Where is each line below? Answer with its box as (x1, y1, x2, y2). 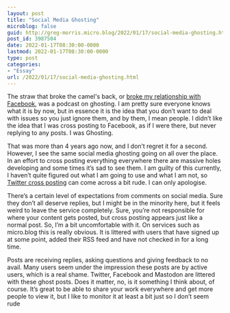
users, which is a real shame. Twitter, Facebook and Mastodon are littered (7, 271, 216, 279)
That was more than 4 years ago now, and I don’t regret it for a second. (7, 142, 208, 151)
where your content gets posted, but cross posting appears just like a (7, 214, 203, 222)
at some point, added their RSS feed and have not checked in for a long (7, 236, 209, 244)
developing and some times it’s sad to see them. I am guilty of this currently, (7, 164, 222, 172)
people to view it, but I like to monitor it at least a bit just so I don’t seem (7, 292, 209, 301)
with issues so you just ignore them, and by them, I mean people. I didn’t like (7, 114, 222, 123)
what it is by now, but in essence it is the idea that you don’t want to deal (7, 107, 212, 115)
